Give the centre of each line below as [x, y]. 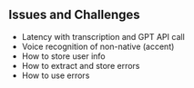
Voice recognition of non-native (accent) [98, 46]
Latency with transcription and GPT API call [103, 36]
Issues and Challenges [74, 15]
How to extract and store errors [81, 65]
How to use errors [56, 75]
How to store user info [63, 56]
